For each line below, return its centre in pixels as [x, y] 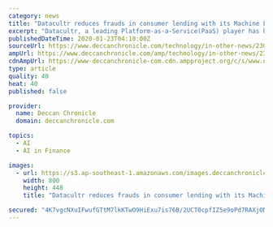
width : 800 [41, 180]
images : [22, 165]
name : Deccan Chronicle [56, 113]
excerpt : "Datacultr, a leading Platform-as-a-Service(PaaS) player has [134, 31]
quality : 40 [28, 76]
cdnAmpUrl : [27, 62]
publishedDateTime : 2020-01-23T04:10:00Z [80, 39]
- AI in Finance [43, 151]
